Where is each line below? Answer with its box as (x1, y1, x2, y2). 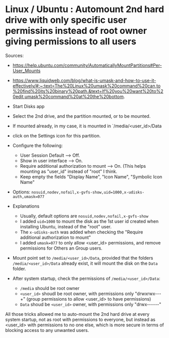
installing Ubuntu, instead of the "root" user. (20, 223, 112, 229)
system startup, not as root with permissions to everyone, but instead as (5, 316, 155, 322)
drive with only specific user (5, 14, 127, 26)
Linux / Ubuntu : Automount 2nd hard (5, 4, 164, 15)
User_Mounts (12, 67, 41, 74)
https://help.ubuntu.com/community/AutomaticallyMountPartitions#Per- (12, 62, 162, 68)
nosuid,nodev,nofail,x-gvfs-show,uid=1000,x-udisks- (31, 189, 145, 195)
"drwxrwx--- (135, 291, 161, 297)
